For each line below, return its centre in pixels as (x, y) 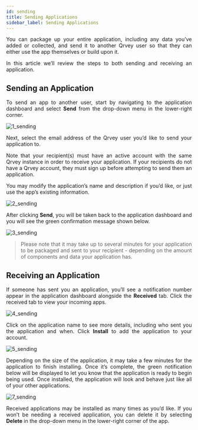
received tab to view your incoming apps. (56, 302)
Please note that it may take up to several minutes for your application (106, 244)
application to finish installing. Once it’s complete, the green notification (99, 367)
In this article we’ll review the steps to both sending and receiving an (99, 63)
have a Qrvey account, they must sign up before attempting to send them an (99, 168)
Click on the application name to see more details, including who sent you (99, 325)
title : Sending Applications (42, 17)
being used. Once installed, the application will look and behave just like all (99, 379)
